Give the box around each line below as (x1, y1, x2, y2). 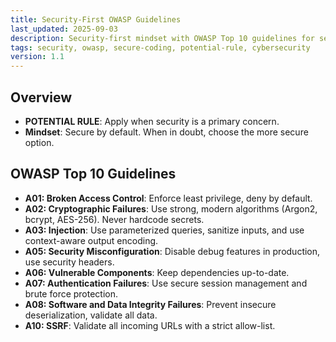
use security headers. (24, 256, 115, 268)
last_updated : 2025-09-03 (10, 24, 118, 34)
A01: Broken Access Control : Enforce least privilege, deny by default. (24, 192, 313, 204)
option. (24, 136, 55, 148)
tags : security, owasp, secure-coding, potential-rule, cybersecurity (10, 42, 311, 53)
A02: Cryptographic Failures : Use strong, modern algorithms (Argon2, (24, 202, 318, 215)
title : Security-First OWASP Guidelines (10, 14, 182, 25)
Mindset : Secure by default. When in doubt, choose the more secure (24, 126, 309, 138)
